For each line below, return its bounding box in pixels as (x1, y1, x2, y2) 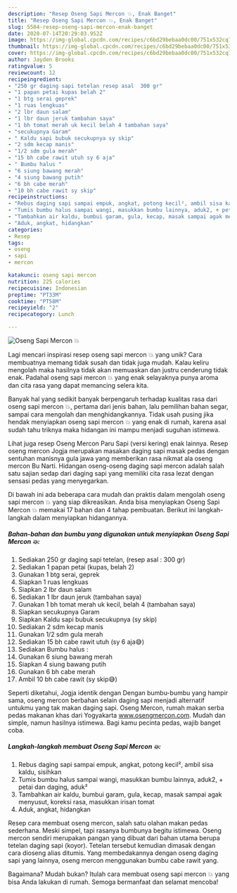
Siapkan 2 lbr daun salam (18, 585, 92, 593)
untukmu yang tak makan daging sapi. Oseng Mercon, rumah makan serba (8, 703, 224, 711)
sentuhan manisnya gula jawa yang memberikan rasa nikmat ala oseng (8, 455, 213, 462)
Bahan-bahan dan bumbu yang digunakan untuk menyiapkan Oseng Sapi (8, 529, 229, 538)
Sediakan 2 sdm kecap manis (18, 622, 104, 631)
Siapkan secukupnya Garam (18, 607, 101, 616)
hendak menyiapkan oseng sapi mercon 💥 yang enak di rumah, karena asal (8, 418, 226, 426)
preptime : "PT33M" (8, 291, 62, 298)
